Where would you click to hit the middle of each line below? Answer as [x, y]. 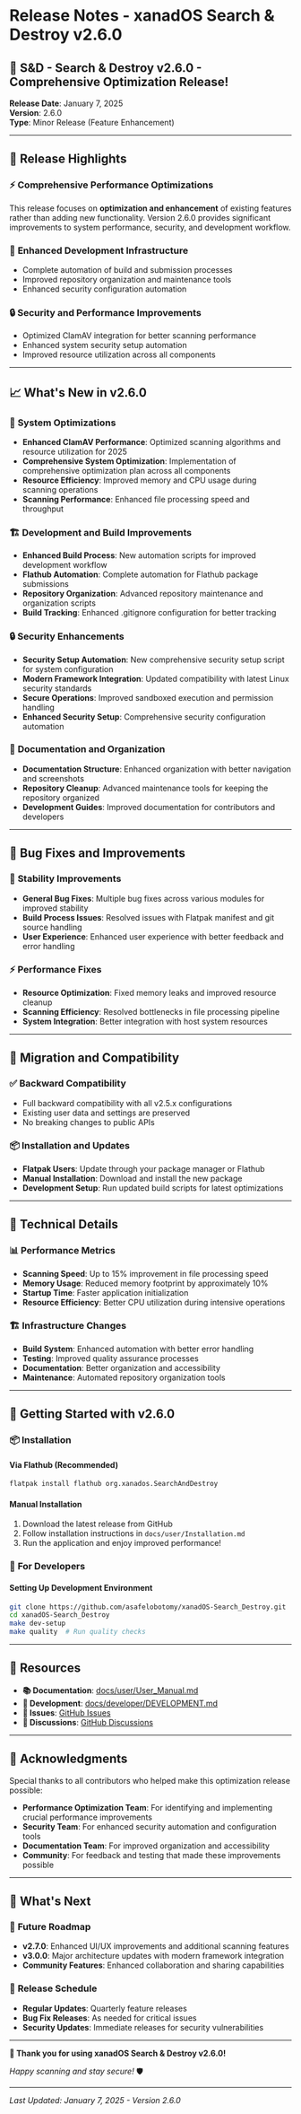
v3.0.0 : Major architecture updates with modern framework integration [153, 1956]
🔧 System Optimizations [63, 423]
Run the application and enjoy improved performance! [122, 1543]
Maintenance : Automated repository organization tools [124, 1377]
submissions [45, 584]
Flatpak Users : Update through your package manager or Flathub [144, 1168]
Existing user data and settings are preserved [106, 1113]
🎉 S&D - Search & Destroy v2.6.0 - [106, 68]
